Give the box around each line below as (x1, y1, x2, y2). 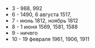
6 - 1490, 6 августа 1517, (11, 11, 72, 18)
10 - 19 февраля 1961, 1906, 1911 (11, 36, 90, 42)
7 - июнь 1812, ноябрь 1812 (11, 17, 79, 24)
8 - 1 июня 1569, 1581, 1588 (11, 23, 78, 30)
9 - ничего (11, 29, 38, 36)
